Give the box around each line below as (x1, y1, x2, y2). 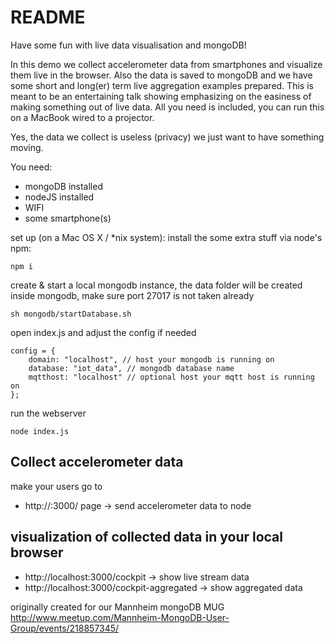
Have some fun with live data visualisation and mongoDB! (10, 39, 247, 51)
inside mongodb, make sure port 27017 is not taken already (10, 289, 255, 301)
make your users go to (10, 480, 103, 492)
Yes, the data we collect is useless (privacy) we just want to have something (10, 131, 325, 143)
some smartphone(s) (24, 212, 112, 224)
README (10, 6, 86, 29)
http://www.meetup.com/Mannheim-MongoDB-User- (10, 611, 230, 623)
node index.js (10, 426, 70, 436)
